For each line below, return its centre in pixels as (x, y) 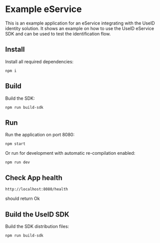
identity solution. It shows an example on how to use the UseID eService (79, 28)
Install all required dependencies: (39, 62)
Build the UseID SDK (37, 214)
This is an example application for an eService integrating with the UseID (80, 23)
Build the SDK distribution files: (37, 226)
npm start (15, 144)
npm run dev (17, 162)
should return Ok (22, 198)
